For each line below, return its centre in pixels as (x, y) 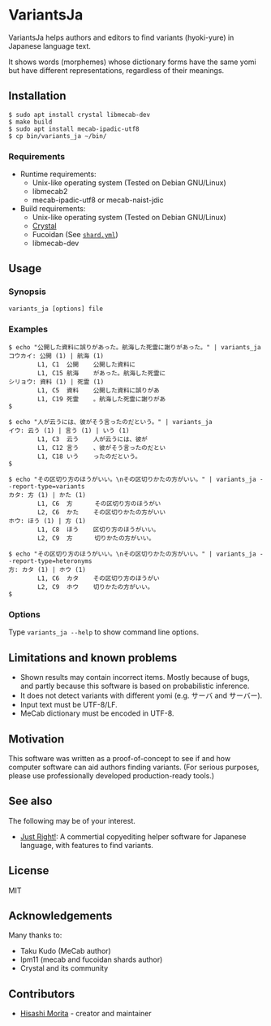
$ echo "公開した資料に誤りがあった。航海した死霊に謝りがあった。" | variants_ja (135, 348)
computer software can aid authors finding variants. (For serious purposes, (134, 767)
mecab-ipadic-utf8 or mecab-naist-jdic (98, 200)
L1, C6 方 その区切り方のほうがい (99, 504)
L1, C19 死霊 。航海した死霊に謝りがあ (102, 400)
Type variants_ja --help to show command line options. (104, 632)
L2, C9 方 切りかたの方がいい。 (97, 539)
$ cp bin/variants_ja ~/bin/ (58, 136)
